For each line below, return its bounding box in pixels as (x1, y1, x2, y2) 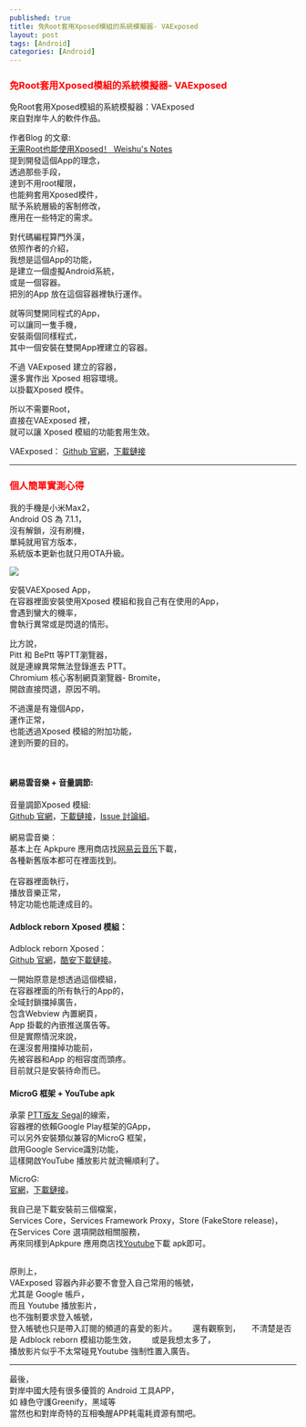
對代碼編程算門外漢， (9, 232, 89, 243)
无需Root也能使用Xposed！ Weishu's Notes (9, 143, 173, 155)
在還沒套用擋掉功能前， (9, 1042, 97, 1054)
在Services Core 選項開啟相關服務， (9, 1226, 146, 1237)
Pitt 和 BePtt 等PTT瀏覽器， (9, 649, 112, 660)
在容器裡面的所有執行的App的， (9, 985, 129, 996)
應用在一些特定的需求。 (9, 212, 97, 224)
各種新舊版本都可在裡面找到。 (9, 854, 121, 865)
